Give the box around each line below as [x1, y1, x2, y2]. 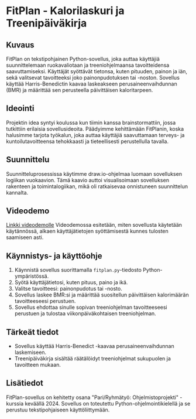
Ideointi [6, 104, 35, 114]
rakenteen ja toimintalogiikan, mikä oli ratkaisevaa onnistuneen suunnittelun [6, 183, 188, 190]
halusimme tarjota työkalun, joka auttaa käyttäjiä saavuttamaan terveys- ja [6, 131, 185, 138]
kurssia [6, 400, 24, 407]
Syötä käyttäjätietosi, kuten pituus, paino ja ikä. [14, 279, 128, 286]
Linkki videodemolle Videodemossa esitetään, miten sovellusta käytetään [6, 222, 183, 229]
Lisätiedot [6, 378, 44, 388]
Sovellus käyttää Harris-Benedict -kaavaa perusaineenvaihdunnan [14, 343, 174, 350]
